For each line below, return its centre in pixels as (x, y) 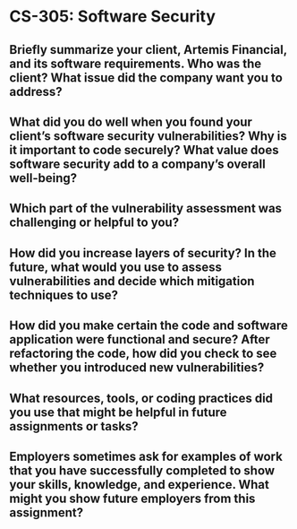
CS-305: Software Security (113, 17)
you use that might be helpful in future (118, 412)
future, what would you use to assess (115, 267)
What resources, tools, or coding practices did (141, 398)
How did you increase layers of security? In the (143, 253)
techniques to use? (64, 295)
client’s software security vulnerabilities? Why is (148, 136)
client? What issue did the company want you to (146, 78)
